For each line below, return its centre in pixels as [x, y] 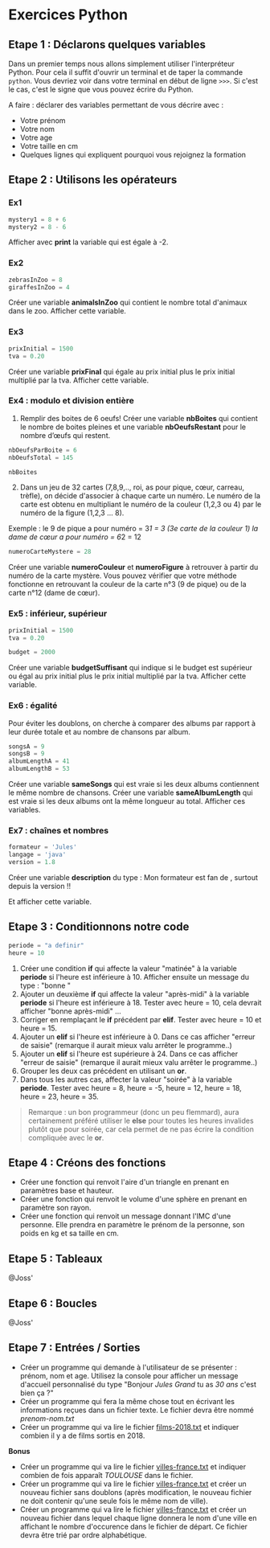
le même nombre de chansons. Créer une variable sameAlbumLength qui [131, 792]
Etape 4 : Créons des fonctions [87, 1163]
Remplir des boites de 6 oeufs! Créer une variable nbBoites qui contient [139, 418]
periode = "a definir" [46, 945]
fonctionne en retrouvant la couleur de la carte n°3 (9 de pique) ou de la [127, 584]
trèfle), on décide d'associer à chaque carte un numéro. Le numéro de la [140, 496]
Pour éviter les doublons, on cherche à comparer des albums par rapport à [132, 723]
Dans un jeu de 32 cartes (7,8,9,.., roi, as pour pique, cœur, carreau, [132, 487]
